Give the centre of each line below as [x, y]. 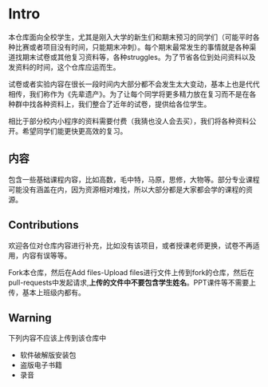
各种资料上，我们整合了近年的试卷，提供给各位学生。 [123, 104]
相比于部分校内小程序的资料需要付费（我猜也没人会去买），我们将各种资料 [129, 121]
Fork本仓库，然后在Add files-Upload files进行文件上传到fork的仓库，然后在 [132, 272]
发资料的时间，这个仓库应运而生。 [64, 67]
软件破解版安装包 [48, 355]
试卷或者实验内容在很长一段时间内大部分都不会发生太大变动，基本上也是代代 [134, 84]
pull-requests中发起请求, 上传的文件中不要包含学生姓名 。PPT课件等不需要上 [132, 282]
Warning [30, 318]
